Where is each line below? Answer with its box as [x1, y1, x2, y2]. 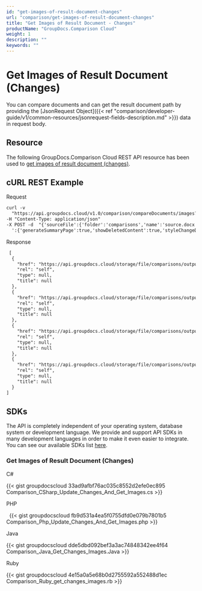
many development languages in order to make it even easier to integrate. [6, 435, 189, 442]
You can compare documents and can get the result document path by [6, 101, 182, 108]
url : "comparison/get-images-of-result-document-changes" [6, 14, 155, 20]
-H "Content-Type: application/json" [6, 216, 101, 223]
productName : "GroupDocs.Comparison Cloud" [6, 25, 117, 32]
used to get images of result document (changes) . [6, 160, 130, 167]
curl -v [6, 205, 26, 211]
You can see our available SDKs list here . [6, 442, 108, 449]
